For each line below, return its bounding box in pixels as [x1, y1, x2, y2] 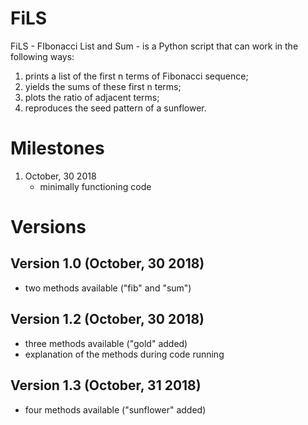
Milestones [10, 137, 105, 160]
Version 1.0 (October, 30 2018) [10, 255, 205, 272]
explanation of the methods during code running [24, 348, 225, 360]
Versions [10, 216, 87, 239]
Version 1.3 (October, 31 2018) [10, 377, 202, 394]
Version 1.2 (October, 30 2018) [10, 311, 205, 328]
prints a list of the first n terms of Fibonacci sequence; [24, 70, 249, 82]
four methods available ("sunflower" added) [24, 403, 207, 416]
